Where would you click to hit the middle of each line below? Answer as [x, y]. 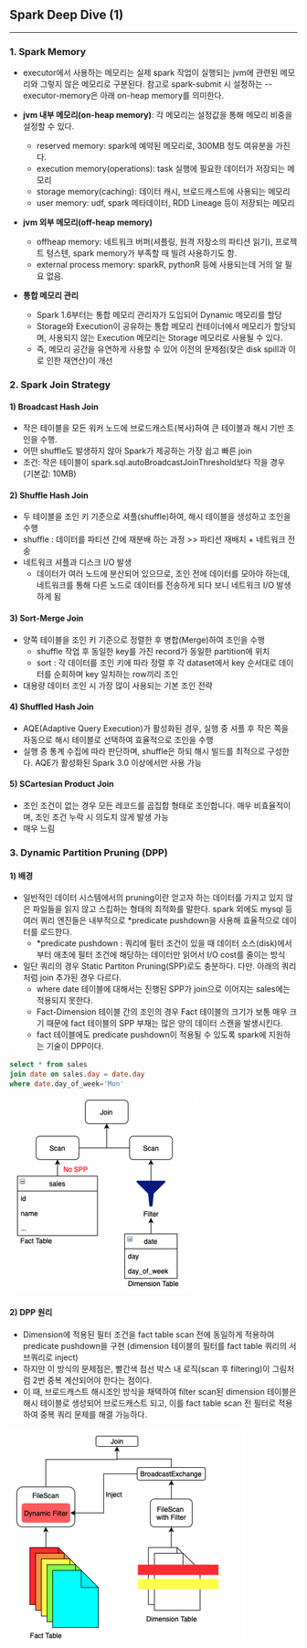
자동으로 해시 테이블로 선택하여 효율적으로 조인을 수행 [118, 739]
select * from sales [49, 1065]
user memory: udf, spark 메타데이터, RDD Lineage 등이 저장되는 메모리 [165, 203]
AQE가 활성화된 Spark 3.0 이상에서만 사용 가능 [119, 762]
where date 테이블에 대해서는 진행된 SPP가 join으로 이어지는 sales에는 [163, 989]
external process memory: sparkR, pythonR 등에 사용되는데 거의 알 [159, 265]
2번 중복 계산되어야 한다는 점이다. [92, 1380]
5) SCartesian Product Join [62, 784]
